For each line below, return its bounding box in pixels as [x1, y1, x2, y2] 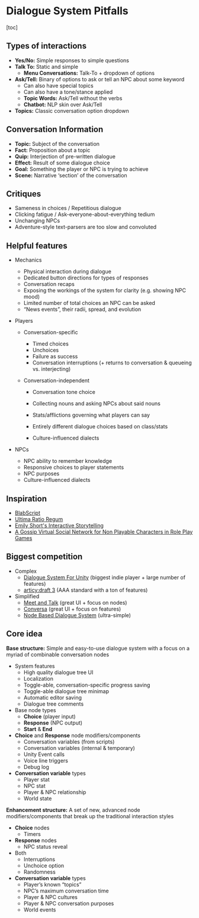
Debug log [23, 763, 49, 770]
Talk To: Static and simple [14, 63, 79, 70]
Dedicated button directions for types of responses [23, 274, 149, 281]
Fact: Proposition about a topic [14, 147, 91, 154]
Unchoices [32, 347, 59, 354]
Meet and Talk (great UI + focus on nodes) [23, 599, 127, 606]
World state [23, 795, 52, 802]
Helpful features [6, 240, 68, 250]
